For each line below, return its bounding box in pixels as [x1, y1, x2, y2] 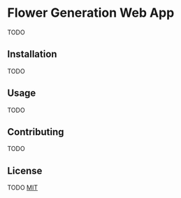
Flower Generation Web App [7, 5, 175, 21]
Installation [7, 48, 57, 60]
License [7, 164, 43, 176]
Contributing [7, 126, 64, 138]
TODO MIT [7, 183, 38, 192]
